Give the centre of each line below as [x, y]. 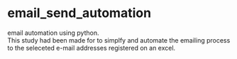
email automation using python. [53, 33]
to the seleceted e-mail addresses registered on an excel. [92, 48]
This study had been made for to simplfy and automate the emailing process [119, 40]
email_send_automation [79, 13]
